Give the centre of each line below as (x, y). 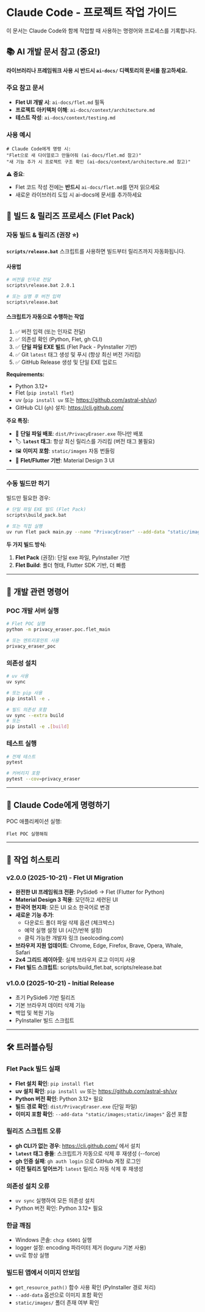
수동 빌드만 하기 (28, 483)
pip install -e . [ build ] (38, 727)
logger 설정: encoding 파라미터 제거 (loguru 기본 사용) (81, 1248)
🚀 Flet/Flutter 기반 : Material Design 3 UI (65, 460)
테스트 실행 (22, 744)
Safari (23, 952)
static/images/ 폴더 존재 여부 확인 (57, 1302)
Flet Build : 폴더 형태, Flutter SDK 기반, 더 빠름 (70, 565)
